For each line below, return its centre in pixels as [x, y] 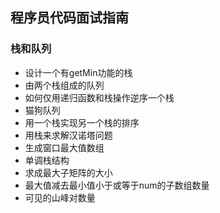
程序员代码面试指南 [69, 18]
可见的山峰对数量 [60, 197]
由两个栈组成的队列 [64, 85]
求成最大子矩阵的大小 [68, 172]
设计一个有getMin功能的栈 [78, 72]
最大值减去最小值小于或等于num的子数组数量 [117, 185]
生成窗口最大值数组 [64, 147]
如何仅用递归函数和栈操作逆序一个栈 [99, 97]
